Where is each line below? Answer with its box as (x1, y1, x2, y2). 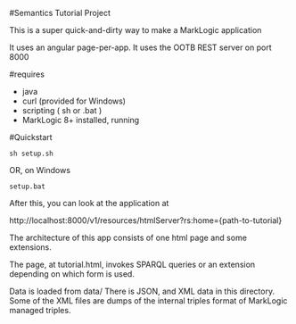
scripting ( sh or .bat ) (21, 105, 103, 115)
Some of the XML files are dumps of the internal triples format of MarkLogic (9, 295, 288, 306)
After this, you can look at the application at (9, 198, 169, 208)
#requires (9, 69, 45, 79)
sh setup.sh (9, 149, 53, 158)
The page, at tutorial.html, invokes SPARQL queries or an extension (9, 259, 256, 270)
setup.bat (9, 182, 46, 191)
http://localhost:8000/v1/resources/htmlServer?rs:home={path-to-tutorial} (9, 215, 283, 226)
